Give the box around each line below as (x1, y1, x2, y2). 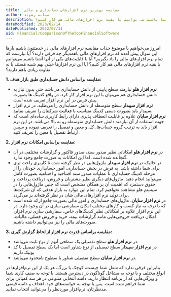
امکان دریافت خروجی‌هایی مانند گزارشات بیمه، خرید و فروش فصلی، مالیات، (13, 213, 156, 219)
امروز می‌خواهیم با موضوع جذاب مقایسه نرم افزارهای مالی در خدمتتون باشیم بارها (6, 45, 161, 51)
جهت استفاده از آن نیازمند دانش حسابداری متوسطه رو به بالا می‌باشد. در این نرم (13, 119, 164, 124)
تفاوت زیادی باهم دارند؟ (6, 66, 50, 72)
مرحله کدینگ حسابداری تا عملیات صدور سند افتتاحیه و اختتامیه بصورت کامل (13, 170, 155, 176)
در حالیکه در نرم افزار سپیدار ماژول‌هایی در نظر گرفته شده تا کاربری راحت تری (13, 160, 161, 165)
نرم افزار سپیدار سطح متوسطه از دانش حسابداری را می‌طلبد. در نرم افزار (13, 102, 153, 108)
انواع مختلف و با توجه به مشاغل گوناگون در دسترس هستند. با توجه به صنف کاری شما (6, 270, 165, 276)
